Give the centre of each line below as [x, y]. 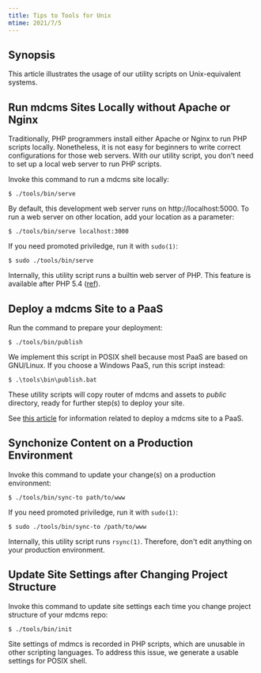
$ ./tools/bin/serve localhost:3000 [68, 232]
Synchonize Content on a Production [101, 443]
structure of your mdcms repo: [58, 614]
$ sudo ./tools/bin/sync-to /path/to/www [78, 527]
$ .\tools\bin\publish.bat [53, 380]
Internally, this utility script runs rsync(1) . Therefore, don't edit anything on [130, 541]
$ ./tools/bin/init [40, 629]
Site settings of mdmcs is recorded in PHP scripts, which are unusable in [127, 644]
